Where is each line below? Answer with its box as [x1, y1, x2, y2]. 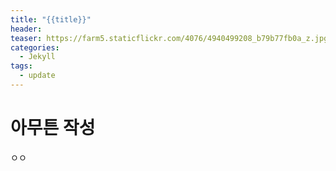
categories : [10, 42, 60, 53]
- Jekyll [19, 52, 56, 62]
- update [19, 71, 56, 81]
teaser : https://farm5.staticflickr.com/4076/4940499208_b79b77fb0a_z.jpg [10, 33, 329, 43]
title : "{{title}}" [10, 14, 92, 25]
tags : [10, 61, 33, 71]
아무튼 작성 [10, 117, 96, 140]
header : [10, 24, 43, 34]
